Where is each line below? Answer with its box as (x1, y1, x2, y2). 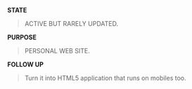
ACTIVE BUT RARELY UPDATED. (24, 20, 118, 27)
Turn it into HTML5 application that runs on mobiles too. (24, 74, 186, 82)
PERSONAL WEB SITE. (24, 47, 90, 55)
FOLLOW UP (7, 60, 44, 69)
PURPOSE (7, 33, 37, 41)
